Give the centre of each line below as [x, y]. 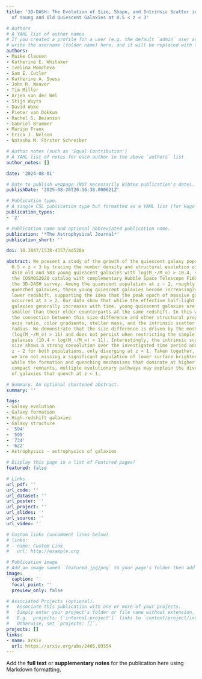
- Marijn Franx [25, 129]
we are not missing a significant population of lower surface [92, 357]
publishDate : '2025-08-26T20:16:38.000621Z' [63, 190]
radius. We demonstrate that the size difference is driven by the [98, 329]
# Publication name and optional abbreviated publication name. [88, 229]
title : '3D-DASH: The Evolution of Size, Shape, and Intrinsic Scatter [98, 12]
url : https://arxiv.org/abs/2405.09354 [62, 646]
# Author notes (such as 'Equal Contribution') [67, 151]
